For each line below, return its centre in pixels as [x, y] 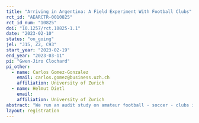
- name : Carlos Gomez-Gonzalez [50, 72]
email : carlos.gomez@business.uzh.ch [63, 77]
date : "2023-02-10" [30, 34]
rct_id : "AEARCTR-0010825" [39, 17]
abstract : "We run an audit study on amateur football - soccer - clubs [98, 105]
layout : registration [33, 111]
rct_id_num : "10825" [32, 22]
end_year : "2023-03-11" [36, 56]
